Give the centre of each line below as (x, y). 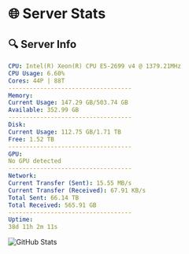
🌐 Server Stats (57, 14)
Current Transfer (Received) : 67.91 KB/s (77, 190)
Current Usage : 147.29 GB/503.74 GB (68, 103)
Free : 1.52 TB (31, 139)
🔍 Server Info (43, 44)
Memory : (21, 95)
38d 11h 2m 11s (33, 227)
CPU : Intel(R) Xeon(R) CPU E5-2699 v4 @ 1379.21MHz (94, 66)
